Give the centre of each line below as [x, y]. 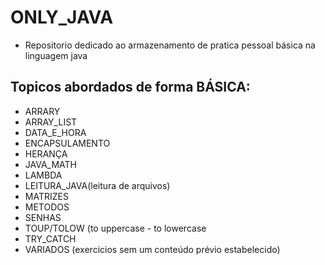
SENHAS [43, 217]
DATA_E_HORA [55, 132]
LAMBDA [43, 175]
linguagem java [56, 55]
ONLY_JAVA [62, 17]
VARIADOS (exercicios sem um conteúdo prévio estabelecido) [152, 249]
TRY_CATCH [50, 238]
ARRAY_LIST [51, 122]
